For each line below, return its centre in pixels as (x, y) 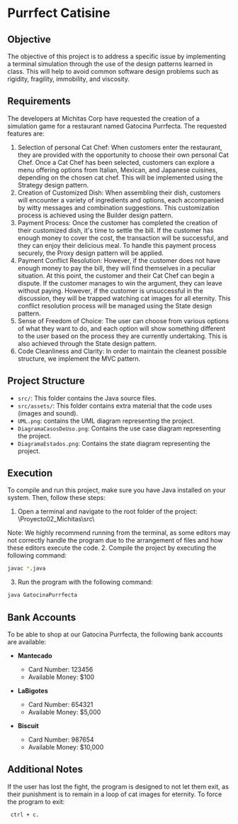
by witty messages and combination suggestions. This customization (118, 207)
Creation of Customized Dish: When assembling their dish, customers (119, 193)
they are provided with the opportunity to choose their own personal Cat (123, 155)
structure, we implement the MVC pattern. (79, 358)
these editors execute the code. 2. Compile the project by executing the (112, 548)
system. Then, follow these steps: (57, 498)
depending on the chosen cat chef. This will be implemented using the (120, 177)
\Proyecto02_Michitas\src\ (56, 519)
